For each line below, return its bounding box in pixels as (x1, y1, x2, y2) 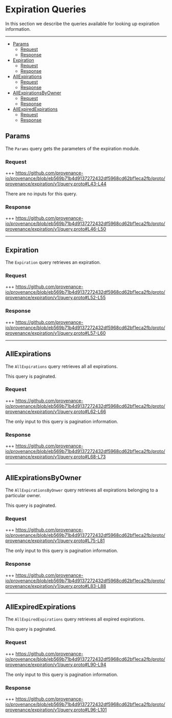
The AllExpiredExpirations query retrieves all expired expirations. (5, 616, 145, 622)
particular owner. (5, 492, 41, 498)
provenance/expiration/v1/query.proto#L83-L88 (5, 583, 106, 589)
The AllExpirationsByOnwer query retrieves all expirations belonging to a (5, 487, 158, 493)
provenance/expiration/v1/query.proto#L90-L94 (5, 661, 106, 667)
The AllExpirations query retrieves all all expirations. (5, 363, 118, 370)
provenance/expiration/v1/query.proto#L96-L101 (5, 706, 107, 713)
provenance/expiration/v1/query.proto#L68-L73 (5, 454, 106, 460)
